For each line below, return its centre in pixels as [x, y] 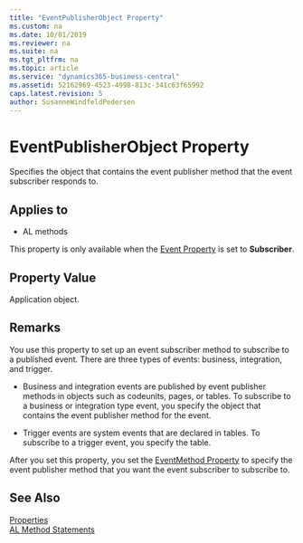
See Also [35, 498]
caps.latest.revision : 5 [56, 93]
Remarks [35, 328]
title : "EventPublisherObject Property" [87, 18]
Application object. [44, 299]
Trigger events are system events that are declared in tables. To [141, 433]
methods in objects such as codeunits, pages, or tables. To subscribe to [156, 395]
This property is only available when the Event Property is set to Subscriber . [152, 249]
